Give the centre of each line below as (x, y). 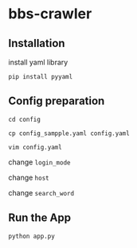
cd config (25, 119)
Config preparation (57, 101)
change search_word (41, 192)
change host (29, 177)
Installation (37, 43)
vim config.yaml (35, 147)
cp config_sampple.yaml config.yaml (69, 133)
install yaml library (38, 62)
